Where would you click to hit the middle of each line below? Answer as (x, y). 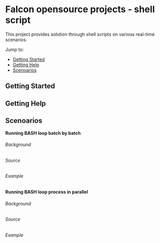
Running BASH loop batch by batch (43, 133)
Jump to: (14, 49)
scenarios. (16, 40)
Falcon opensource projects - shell (80, 9)
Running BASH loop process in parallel (47, 192)
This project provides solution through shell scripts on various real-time (80, 34)
